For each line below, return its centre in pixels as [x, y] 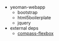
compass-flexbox [35, 33]
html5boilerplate [34, 18]
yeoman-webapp [27, 7]
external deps [24, 28]
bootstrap [27, 12]
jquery [24, 23]
